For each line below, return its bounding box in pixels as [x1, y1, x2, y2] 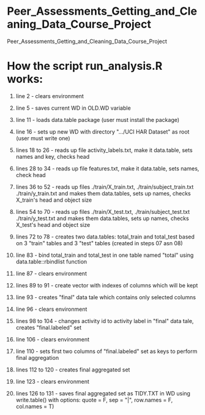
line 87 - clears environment [15, 270, 88, 277]
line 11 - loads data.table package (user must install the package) [15, 116, 180, 123]
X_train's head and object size [15, 196, 92, 204]
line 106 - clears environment [15, 335, 90, 343]
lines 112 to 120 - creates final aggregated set [15, 366, 130, 373]
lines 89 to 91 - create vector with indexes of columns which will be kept [15, 281, 198, 289]
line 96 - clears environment [15, 305, 88, 313]
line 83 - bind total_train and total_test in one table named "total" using [15, 251, 194, 259]
